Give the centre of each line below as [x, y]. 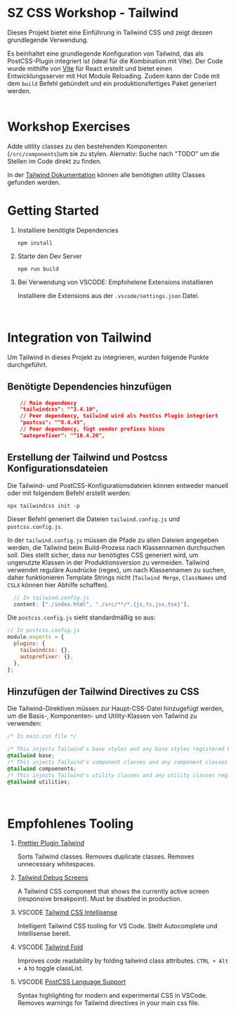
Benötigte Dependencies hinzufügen [90, 387]
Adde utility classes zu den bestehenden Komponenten [87, 146]
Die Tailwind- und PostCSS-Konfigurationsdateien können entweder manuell [118, 485]
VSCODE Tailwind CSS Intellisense [67, 913]
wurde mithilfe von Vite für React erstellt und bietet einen [90, 68]
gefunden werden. [34, 182]
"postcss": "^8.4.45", [53, 423]
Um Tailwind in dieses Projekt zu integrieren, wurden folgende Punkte [108, 357]
